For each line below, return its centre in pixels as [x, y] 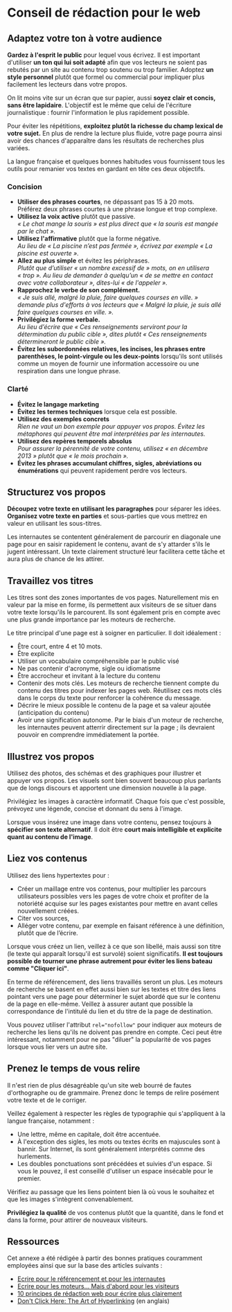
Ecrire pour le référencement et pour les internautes [91, 1279]
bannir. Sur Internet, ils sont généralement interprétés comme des [111, 1149]
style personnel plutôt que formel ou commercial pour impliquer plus [106, 77]
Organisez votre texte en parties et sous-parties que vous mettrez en [107, 516]
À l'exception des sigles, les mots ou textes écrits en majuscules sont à [118, 1142]
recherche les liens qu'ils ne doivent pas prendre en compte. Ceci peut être [115, 1032]
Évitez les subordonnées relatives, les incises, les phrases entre [111, 349]
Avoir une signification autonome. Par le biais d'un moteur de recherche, [120, 720]
